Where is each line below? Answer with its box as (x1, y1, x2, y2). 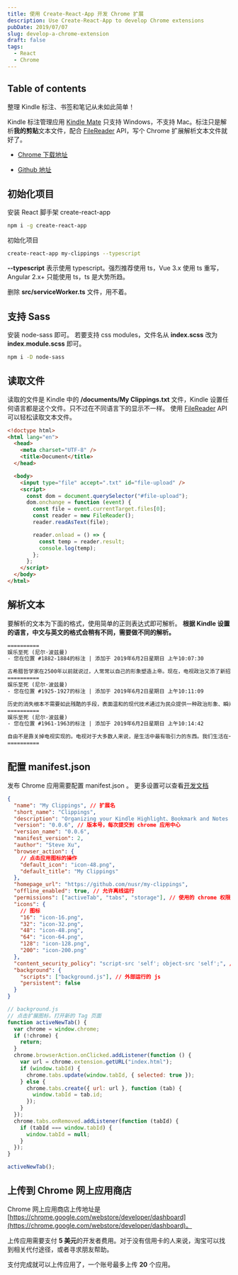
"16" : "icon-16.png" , (20, 914, 84, 921)
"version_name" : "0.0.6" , (13, 828, 91, 836)
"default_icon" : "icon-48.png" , (20, 861, 115, 868)
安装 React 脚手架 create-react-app (7, 208, 111, 217)
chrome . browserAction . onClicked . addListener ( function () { (13, 1052, 192, 1059)
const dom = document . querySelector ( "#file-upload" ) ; (25, 492, 189, 499)
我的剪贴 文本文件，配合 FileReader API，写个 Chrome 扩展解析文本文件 (13, 126, 222, 135)
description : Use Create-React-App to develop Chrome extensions (7, 17, 204, 24)
